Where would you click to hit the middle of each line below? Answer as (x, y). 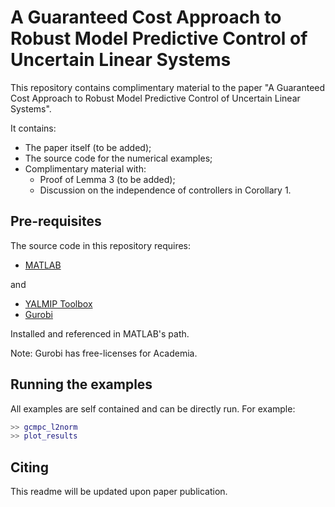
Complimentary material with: (85, 168)
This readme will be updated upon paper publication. (119, 492)
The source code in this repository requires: (100, 245)
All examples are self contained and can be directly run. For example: (153, 408)
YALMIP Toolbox (58, 303)
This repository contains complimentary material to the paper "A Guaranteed (168, 87)
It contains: (33, 128)
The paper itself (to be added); (88, 147)
